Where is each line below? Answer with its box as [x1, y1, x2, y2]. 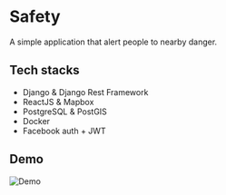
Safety [9, 6, 61, 27]
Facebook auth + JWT [22, 125, 106, 136]
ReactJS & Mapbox [22, 96, 94, 107]
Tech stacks [9, 63, 80, 78]
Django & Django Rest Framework [22, 86, 149, 97]
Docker [22, 115, 51, 126]
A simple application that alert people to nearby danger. [9, 36, 218, 47]
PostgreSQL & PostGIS [22, 106, 107, 117]
